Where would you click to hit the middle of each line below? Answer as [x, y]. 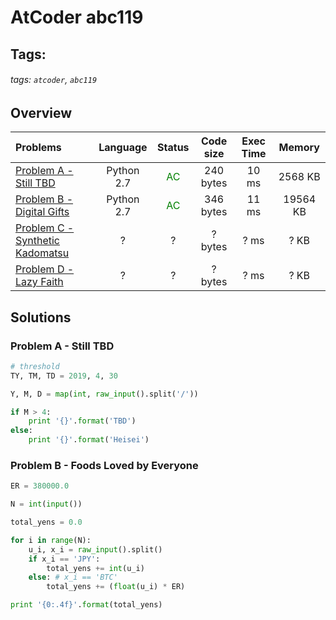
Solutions [41, 317]
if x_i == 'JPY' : [64, 559]
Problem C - [45, 228]
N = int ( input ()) [46, 504]
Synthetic [37, 241]
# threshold [35, 366]
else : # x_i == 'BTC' [73, 577]
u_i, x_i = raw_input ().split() [95, 549]
